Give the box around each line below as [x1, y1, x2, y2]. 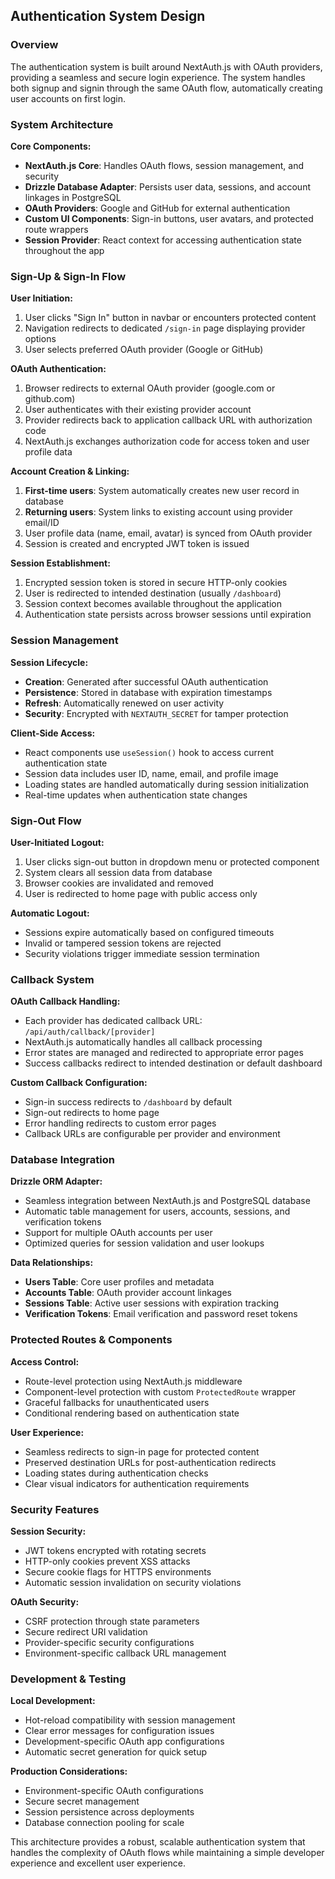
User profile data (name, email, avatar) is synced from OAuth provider [24, 527, 313, 539]
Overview [10, 38, 59, 52]
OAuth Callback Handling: [10, 995, 121, 1008]
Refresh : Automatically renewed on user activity [24, 697, 225, 709]
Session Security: [10, 1525, 87, 1538]
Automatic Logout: [10, 907, 90, 919]
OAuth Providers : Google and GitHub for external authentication [24, 202, 291, 214]
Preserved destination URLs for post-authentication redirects [24, 1456, 277, 1468]
